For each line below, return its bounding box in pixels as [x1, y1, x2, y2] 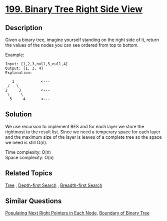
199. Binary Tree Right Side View [5, 4, 143, 15]
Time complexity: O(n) [5, 149, 51, 155]
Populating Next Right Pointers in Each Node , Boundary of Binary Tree [5, 210, 150, 216]
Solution [5, 110, 32, 119]
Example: [5, 52, 24, 58]
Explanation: [5, 70, 32, 75]
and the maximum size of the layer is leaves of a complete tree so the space [5, 134, 162, 140]
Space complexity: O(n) [5, 154, 54, 160]
